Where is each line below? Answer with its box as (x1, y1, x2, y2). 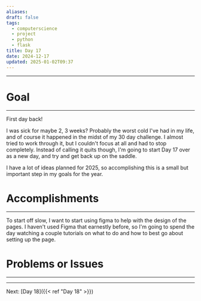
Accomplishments (6, 191, 99, 205)
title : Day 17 (6, 48, 42, 54)
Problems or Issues (6, 257, 104, 270)
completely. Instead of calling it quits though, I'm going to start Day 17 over (6, 146, 190, 153)
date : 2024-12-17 (6, 53, 50, 59)
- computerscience (11, 25, 58, 32)
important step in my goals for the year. (6, 171, 103, 178)
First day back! (6, 115, 43, 123)
